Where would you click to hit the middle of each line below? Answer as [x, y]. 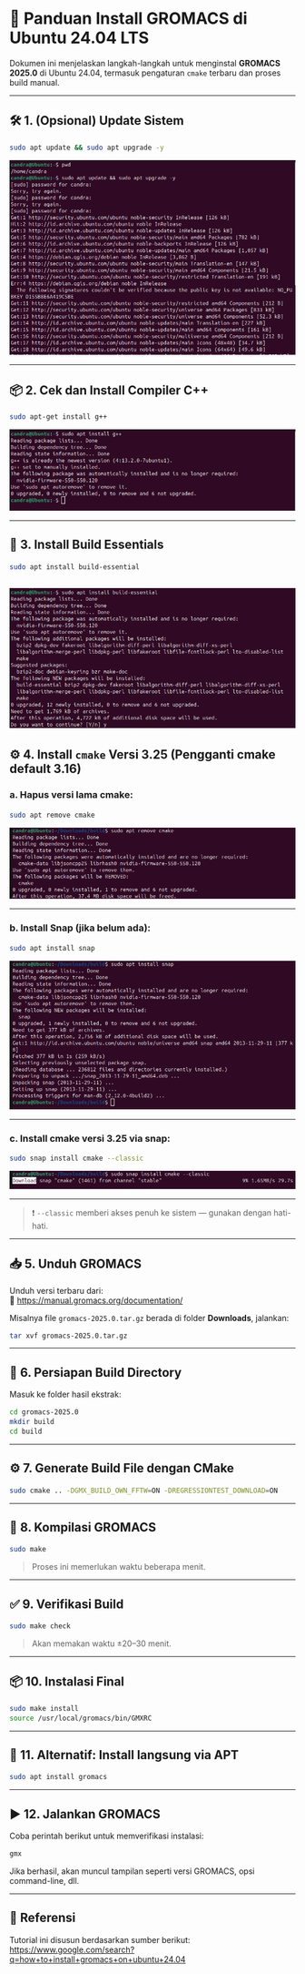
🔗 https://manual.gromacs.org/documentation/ [96, 1300]
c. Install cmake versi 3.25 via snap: [90, 1138]
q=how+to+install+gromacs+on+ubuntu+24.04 [98, 1959]
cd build [26, 1431]
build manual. [35, 82]
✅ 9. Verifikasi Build [67, 1604]
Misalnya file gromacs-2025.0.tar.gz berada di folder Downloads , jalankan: [149, 1318]
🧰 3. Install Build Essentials [87, 545]
